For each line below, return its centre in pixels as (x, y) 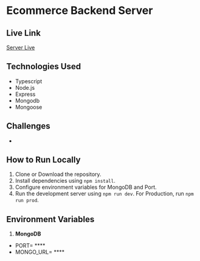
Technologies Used (43, 66)
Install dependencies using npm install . (65, 181)
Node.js (25, 87)
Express (25, 94)
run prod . (27, 200)
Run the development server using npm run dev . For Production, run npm (105, 194)
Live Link (24, 33)
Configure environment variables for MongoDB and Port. (86, 187)
